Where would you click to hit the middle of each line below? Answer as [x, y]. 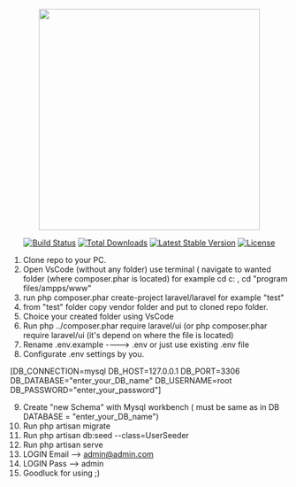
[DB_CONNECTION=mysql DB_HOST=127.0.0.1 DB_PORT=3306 [125, 371]
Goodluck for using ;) [61, 473]
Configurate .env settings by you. [83, 354]
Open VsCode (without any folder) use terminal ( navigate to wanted [147, 269]
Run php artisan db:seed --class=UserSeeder [106, 435]
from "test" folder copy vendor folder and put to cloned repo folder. [145, 307]
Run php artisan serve [63, 444]
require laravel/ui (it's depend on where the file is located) [128, 335]
